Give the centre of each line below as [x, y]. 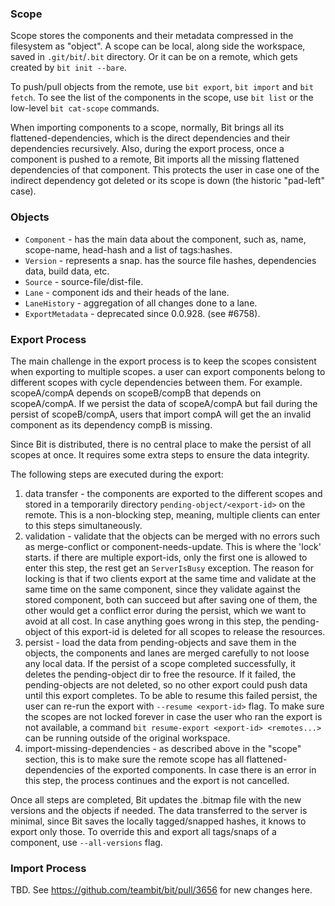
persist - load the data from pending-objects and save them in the [160, 642]
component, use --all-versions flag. [86, 842]
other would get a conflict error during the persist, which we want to [165, 610]
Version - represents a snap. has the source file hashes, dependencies [170, 260]
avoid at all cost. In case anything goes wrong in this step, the [152, 621]
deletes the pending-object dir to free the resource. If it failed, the [160, 674]
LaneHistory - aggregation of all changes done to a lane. [141, 303]
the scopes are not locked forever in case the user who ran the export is [173, 716]
